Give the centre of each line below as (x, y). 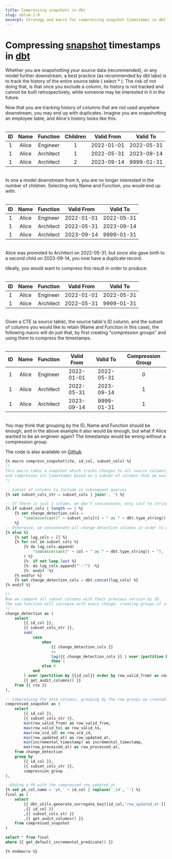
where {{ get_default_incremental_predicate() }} (59, 842)
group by (24, 757)
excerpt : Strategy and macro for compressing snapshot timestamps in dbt (86, 20)
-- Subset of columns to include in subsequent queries (66, 490)
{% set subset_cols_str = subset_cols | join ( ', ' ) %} (65, 494)
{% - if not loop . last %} (50, 561)
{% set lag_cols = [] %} (41, 537)
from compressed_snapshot (42, 824)
